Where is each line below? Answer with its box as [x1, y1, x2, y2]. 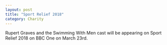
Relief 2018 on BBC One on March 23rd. [5, 35, 88, 41]
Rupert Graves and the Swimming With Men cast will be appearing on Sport [5, 30, 162, 36]
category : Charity [5, 16, 44, 21]
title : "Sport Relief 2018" [5, 12, 64, 17]
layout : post [5, 7, 33, 12]
